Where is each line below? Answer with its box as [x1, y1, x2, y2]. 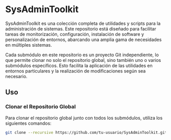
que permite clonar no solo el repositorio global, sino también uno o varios [5, 57, 161, 63]
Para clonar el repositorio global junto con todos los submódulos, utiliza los [5, 115, 163, 121]
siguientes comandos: [5, 120, 52, 126]
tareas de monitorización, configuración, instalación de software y [5, 31, 144, 37]
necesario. [5, 73, 28, 79]
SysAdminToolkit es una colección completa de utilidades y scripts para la [5, 20, 161, 26]
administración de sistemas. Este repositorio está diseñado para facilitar [5, 25, 157, 31]
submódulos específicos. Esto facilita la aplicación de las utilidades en [5, 62, 153, 68]
